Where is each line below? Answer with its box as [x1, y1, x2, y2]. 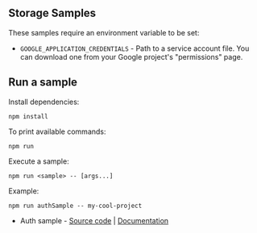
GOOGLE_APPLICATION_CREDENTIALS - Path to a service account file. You [19, 44, 250, 53]
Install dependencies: [8, 97, 80, 106]
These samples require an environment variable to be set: [8, 27, 200, 37]
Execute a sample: [8, 156, 70, 166]
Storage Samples [8, 6, 97, 20]
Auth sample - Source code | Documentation [19, 215, 169, 225]
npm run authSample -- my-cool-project [8, 202, 143, 210]
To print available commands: [8, 127, 106, 136]
